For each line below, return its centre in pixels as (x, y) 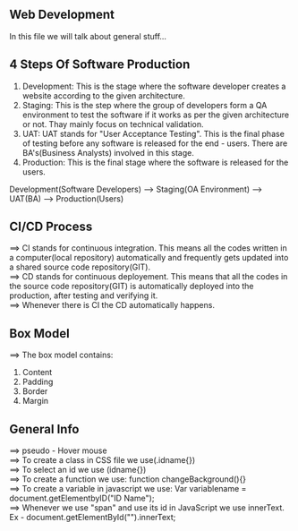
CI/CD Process (51, 227)
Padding (38, 382)
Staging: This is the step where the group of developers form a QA (145, 105)
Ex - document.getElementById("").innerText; (93, 518)
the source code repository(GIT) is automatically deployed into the (132, 287)
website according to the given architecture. (104, 95)
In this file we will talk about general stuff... (88, 36)
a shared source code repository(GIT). (80, 267)
